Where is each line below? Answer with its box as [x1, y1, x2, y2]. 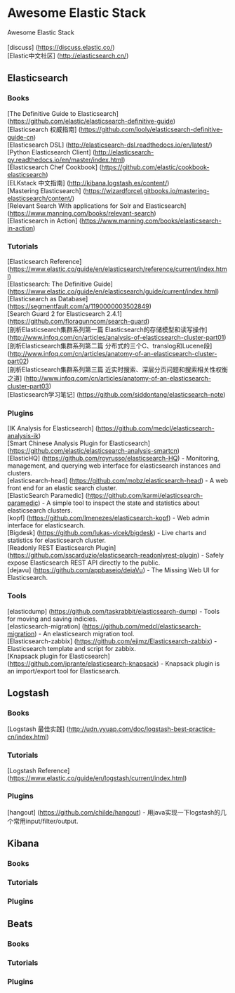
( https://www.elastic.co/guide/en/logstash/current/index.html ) [7, 774, 187, 782]
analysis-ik [7, 432, 39, 440]
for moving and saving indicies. [7, 614, 98, 623]
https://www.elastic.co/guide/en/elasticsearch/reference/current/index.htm [9, 265, 227, 273]
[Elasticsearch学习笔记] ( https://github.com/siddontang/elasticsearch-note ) [7, 390, 226, 398]
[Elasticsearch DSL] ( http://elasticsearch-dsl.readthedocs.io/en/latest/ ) [7, 140, 213, 149]
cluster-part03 [7, 381, 49, 390]
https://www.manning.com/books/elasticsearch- [81, 216, 222, 225]
